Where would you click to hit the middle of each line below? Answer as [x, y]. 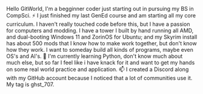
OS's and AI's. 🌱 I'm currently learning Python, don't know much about [95, 56]
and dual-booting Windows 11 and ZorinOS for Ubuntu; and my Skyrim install [102, 37]
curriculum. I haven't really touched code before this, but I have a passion [98, 24]
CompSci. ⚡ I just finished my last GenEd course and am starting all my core [101, 15]
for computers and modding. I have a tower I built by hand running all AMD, [100, 30]
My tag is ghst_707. [30, 84]
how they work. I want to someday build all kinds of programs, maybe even [100, 50]
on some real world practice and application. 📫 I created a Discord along [98, 69]
